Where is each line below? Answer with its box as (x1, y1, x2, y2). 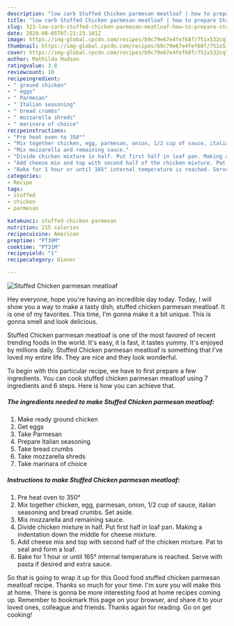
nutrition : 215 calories (7, 224, 79, 231)
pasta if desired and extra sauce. (17, 560, 112, 568)
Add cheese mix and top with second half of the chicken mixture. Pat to (17, 537, 223, 546)
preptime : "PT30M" (7, 237, 61, 244)
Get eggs (17, 422, 44, 431)
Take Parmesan (17, 430, 63, 438)
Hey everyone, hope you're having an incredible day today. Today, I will (7, 295, 212, 304)
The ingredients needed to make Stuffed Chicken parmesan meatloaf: (7, 397, 214, 405)
